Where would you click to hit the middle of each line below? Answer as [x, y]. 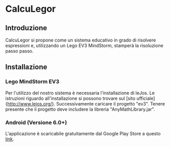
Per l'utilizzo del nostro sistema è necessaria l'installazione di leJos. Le [80, 93]
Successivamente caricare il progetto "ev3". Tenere [111, 103]
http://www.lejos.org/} [30, 103]
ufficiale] [146, 98]
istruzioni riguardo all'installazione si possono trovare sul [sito [70, 98]
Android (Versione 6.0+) [36, 122]
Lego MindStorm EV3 [33, 81]
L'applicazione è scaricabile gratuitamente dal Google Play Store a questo [83, 133]
